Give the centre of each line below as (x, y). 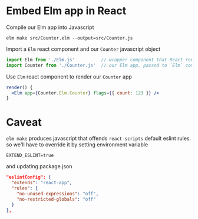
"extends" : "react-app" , (42, 183)
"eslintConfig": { (29, 177)
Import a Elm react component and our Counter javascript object (83, 49)
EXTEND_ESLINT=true (30, 156)
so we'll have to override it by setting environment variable (77, 145)
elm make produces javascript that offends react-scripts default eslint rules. (99, 138)
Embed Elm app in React (66, 11)
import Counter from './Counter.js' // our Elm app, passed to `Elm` (95, 65)
